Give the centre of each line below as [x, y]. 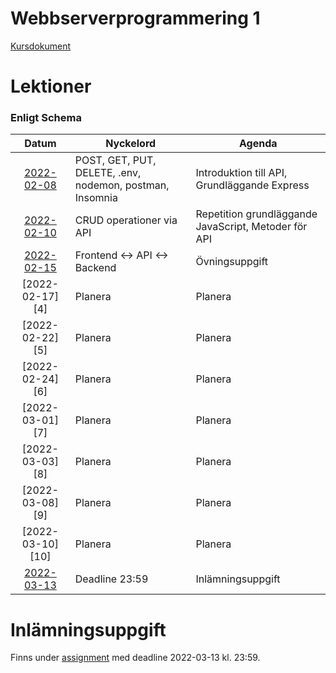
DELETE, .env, [108, 173]
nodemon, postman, [122, 185]
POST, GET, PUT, [115, 160]
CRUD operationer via [126, 220]
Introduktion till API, [241, 173]
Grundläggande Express [252, 185]
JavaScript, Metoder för [251, 227]
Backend [95, 268]
